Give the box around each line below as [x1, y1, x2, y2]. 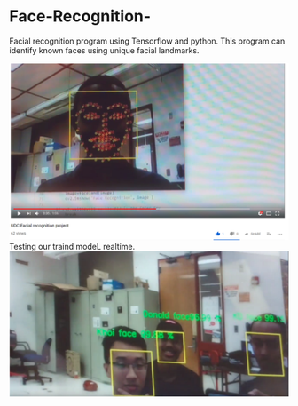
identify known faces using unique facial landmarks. [9, 44, 200, 55]
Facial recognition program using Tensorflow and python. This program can [9, 36, 286, 46]
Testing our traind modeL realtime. [9, 241, 136, 251]
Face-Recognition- [9, 6, 152, 27]
